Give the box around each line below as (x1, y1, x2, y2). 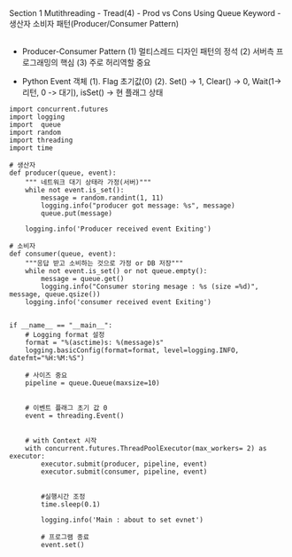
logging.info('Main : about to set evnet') (41, 515, 204, 524)
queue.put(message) (41, 208, 113, 217)
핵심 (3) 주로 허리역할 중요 (60, 57, 151, 67)
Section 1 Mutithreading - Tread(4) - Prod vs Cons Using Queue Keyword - (9, 8, 281, 19)
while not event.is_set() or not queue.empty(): (25, 266, 208, 275)
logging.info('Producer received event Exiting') (25, 224, 212, 233)
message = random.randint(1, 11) (41, 193, 165, 202)
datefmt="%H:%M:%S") (9, 353, 86, 363)
